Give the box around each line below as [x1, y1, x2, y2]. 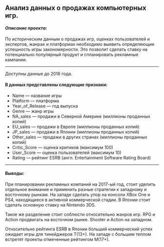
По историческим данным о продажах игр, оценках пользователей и [5, 36, 150, 42]
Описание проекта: [5, 25, 47, 31]
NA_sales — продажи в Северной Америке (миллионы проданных [12, 113, 150, 119]
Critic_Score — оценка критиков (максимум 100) [12, 144, 113, 150]
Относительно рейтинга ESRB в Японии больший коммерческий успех [5, 226, 153, 232]
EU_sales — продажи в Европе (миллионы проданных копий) [12, 124, 140, 130]
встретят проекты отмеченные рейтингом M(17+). [5, 236, 110, 242]
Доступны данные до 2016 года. [5, 71, 72, 76]
